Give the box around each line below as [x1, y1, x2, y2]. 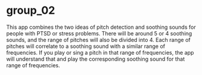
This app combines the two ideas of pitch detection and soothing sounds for [6, 23, 196, 31]
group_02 [6, 4, 55, 17]
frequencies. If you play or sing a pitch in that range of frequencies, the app [6, 49, 194, 56]
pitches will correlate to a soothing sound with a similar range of [6, 43, 166, 50]
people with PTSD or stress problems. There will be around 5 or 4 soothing [6, 29, 192, 37]
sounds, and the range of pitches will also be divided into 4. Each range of [6, 36, 191, 43]
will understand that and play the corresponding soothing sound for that [6, 55, 185, 62]
